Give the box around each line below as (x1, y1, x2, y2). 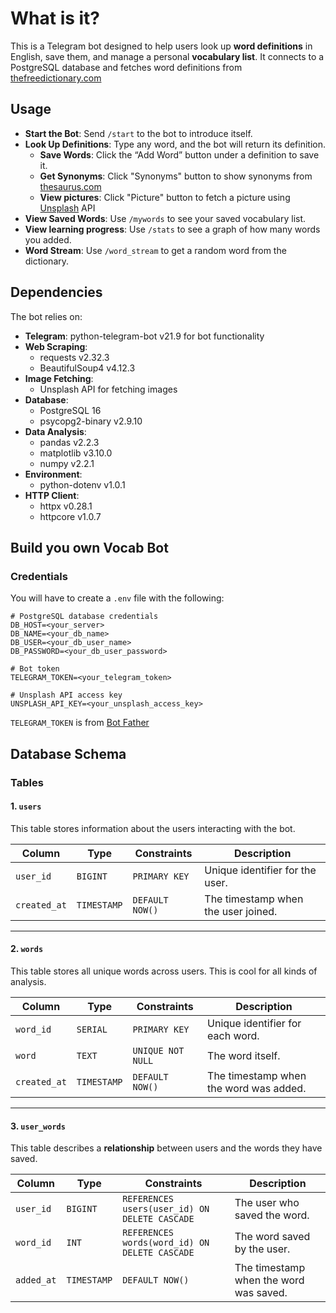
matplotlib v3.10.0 (39, 447, 113, 459)
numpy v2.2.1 (39, 457, 95, 469)
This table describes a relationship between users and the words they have (10, 1142, 323, 1154)
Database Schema (10, 745, 127, 762)
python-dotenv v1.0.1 (39, 478, 126, 491)
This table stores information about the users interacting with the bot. (10, 822, 296, 834)
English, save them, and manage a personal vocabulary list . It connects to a (10, 50, 325, 62)
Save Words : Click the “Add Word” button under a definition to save (39, 148, 320, 161)
